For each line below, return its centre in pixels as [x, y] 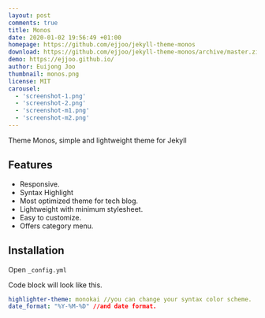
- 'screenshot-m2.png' [52, 118]
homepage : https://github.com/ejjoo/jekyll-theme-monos [102, 45]
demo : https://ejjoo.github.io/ [61, 60]
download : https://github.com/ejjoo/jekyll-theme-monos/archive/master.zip [135, 52]
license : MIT [30, 81]
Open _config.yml [37, 269]
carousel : [24, 89]
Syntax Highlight [46, 192]
